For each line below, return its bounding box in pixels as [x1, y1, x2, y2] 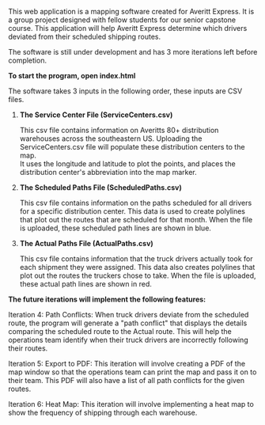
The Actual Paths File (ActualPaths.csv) [19, 239, 154, 248]
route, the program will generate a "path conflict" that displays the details [8, 318, 248, 328]
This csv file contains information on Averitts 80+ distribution [19, 126, 219, 135]
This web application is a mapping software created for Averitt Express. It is [8, 7, 255, 16]
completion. [8, 55, 47, 65]
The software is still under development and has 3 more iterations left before [8, 47, 258, 56]
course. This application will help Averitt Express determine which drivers [8, 24, 248, 32]
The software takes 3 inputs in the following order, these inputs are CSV [8, 86, 243, 96]
